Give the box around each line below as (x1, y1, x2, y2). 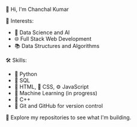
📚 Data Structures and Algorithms (14, 43, 100, 49)
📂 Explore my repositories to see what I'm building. (5, 114, 132, 121)
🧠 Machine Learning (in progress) (14, 90, 97, 96)
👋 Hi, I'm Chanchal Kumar (5, 6, 69, 13)
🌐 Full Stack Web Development (14, 35, 91, 42)
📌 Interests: (5, 17, 34, 24)
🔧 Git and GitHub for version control (14, 102, 103, 109)
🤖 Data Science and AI (14, 29, 70, 36)
